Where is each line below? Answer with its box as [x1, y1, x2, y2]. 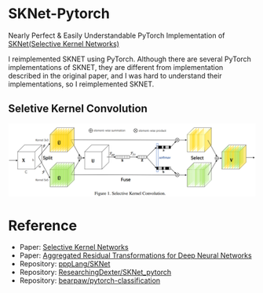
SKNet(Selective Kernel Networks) [8, 38, 120, 48]
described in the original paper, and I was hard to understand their [8, 71, 222, 80]
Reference [8, 217, 77, 234]
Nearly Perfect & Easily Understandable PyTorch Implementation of [8, 31, 225, 40]
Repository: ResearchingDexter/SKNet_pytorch [19, 268, 172, 277]
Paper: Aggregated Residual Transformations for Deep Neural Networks [19, 251, 253, 260]
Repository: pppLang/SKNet [19, 259, 111, 269]
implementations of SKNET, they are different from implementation [8, 62, 224, 71]
